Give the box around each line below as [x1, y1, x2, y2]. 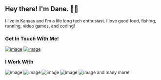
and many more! [97, 69, 130, 76]
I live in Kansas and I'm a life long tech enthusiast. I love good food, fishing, [5, 18, 157, 23]
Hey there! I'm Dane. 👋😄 [5, 5, 79, 13]
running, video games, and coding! [5, 23, 75, 29]
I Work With [5, 59, 34, 65]
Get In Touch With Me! [5, 35, 60, 42]
